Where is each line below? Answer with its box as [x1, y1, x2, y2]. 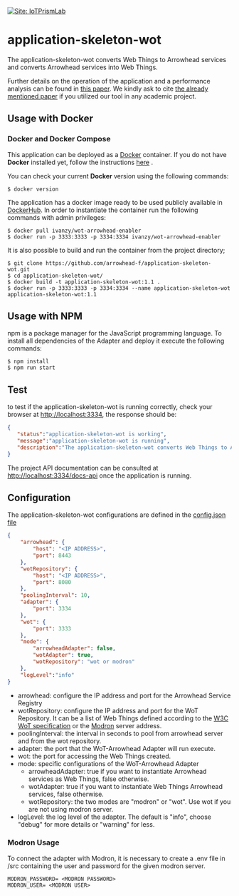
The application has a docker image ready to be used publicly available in [7, 198, 223, 206]
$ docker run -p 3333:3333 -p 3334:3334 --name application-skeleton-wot [7, 284, 231, 292]
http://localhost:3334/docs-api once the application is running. [7, 471, 192, 480]
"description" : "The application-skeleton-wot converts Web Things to [16, 443, 228, 451]
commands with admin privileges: [7, 213, 107, 221]
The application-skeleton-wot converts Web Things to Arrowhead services [7, 55, 226, 64]
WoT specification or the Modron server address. [17, 721, 162, 730]
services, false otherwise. [28, 790, 105, 798]
